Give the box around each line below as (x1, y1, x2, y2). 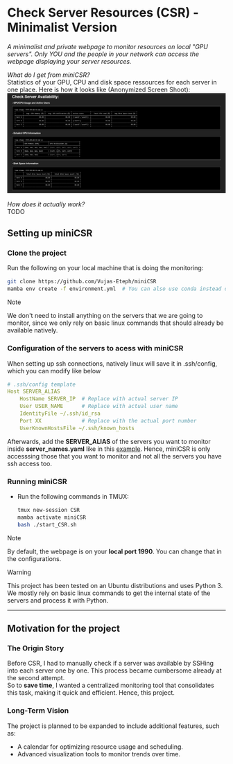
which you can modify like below (7, 366, 101, 375)
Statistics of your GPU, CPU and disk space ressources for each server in (7, 78, 217, 86)
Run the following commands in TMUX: (17, 492, 130, 500)
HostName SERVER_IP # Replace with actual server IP (19, 396, 178, 402)
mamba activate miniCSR (17, 514, 87, 521)
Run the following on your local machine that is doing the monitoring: (7, 264, 204, 272)
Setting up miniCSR (7, 227, 93, 240)
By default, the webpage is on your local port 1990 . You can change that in (7, 547, 222, 556)
